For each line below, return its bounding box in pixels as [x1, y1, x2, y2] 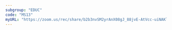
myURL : [5, 17, 19, 22]
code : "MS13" [5, 12, 33, 17]
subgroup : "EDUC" [5, 7, 42, 13]
